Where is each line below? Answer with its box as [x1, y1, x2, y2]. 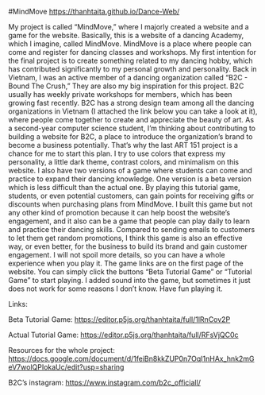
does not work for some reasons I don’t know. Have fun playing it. [8, 284, 224, 293]
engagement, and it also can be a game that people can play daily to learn [8, 216, 251, 226]
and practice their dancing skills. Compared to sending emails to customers [8, 225, 255, 234]
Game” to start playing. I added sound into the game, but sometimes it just [8, 276, 252, 285]
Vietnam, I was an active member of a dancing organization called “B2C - [8, 73, 248, 82]
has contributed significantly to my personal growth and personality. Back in [8, 64, 257, 74]
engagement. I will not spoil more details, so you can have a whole [8, 250, 225, 259]
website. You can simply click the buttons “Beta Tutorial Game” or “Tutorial [8, 267, 252, 277]
